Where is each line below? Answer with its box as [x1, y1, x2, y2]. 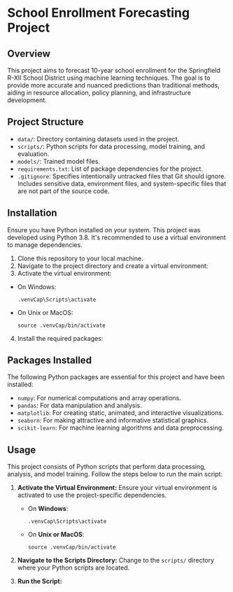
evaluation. [17, 149, 50, 158]
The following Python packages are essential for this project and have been [7, 373, 225, 381]
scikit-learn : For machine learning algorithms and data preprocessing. [17, 423, 224, 432]
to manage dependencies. [7, 240, 83, 249]
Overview [7, 48, 51, 59]
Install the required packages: [17, 334, 104, 342]
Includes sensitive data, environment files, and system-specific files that [17, 179, 227, 188]
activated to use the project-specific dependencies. [17, 491, 167, 500]
